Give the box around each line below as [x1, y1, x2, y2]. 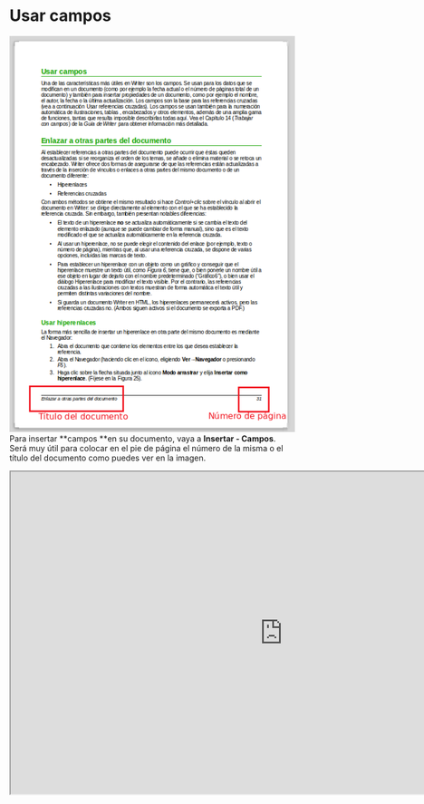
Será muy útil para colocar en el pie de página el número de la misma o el [9, 442, 284, 453]
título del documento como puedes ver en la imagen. [9, 452, 207, 463]
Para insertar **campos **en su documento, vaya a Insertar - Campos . [9, 432, 276, 444]
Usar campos [9, 5, 111, 26]
